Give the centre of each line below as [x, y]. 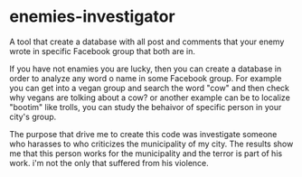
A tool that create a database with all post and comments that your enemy [147, 42]
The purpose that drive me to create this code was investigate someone [143, 134]
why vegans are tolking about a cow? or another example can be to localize [150, 98]
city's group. [33, 116]
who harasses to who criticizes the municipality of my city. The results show [151, 144]
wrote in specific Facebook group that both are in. [103, 51]
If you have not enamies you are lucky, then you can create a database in [146, 69]
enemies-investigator [92, 17]
